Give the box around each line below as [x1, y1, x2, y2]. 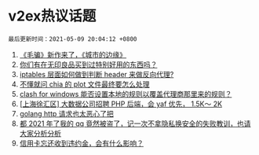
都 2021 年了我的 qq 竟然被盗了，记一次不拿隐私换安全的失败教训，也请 [19, 119, 251, 128]
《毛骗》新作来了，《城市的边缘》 [19, 50, 127, 59]
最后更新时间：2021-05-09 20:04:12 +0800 [8, 35, 137, 43]
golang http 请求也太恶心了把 [19, 109, 114, 118]
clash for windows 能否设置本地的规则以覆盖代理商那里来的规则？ [19, 89, 232, 98]
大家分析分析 [19, 128, 61, 138]
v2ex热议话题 [8, 7, 97, 25]
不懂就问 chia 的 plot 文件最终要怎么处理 [19, 79, 151, 89]
